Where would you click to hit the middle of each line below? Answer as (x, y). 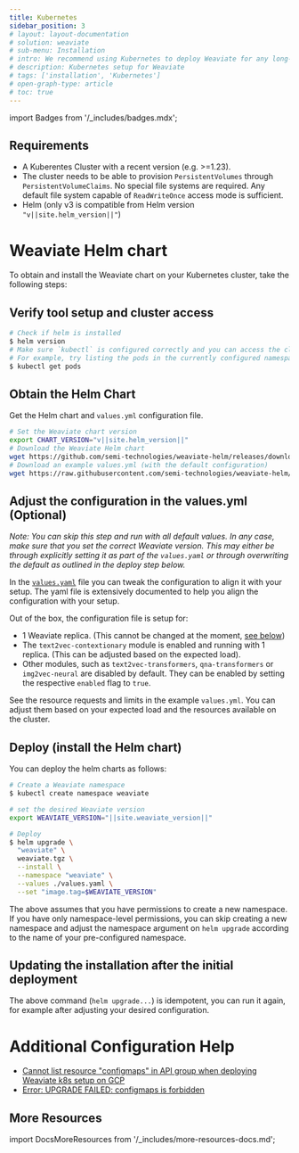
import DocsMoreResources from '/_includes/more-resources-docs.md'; (142, 1140)
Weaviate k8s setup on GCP (73, 1081)
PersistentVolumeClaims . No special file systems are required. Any (143, 186)
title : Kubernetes (43, 17)
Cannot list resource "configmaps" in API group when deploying (139, 1071)
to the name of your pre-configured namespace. (98, 937)
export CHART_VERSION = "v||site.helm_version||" (99, 441)
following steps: (38, 284)
